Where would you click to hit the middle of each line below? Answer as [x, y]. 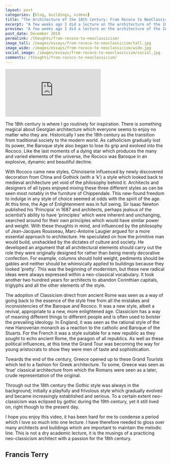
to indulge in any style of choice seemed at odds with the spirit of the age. [83, 199]
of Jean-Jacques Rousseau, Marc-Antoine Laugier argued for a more [78, 231]
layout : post [19, 10]
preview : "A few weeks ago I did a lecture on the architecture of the [83, 29]
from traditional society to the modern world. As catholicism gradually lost [83, 140]
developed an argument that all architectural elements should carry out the [84, 248]
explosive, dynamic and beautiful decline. [49, 162]
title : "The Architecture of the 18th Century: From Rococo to [74, 19]
